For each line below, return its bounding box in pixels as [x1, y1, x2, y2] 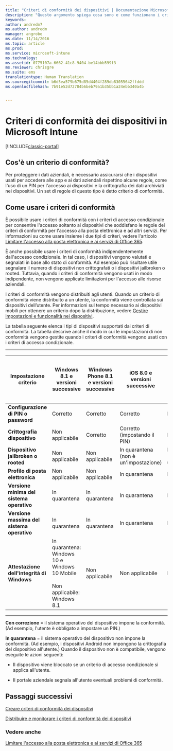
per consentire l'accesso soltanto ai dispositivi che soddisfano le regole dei [5, 222, 165, 228]
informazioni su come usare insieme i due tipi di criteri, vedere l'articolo [5, 233, 157, 239]
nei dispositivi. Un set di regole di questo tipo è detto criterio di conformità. [5, 188, 164, 194]
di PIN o [8, 410, 27, 417]
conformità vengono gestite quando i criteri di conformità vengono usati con [5, 334, 167, 340]
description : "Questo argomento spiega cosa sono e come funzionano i [5, 12, 160, 17]
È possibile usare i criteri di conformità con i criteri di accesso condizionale [5, 217, 165, 223]
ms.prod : [5, 46, 24, 51]
